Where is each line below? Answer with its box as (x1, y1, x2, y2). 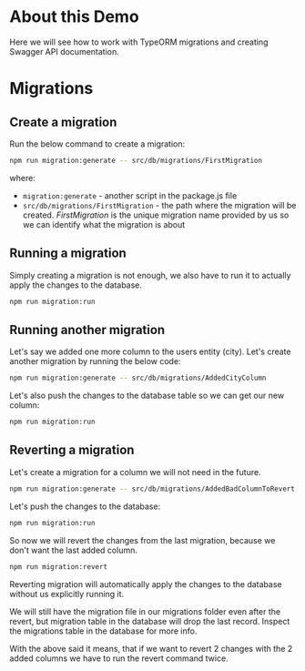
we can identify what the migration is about (22, 219, 186, 229)
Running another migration (9, 321, 166, 338)
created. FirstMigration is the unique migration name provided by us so (22, 209, 290, 220)
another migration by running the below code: (9, 356, 181, 367)
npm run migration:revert (9, 562, 107, 571)
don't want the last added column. (9, 544, 138, 555)
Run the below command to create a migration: (9, 138, 186, 149)
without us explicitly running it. (9, 588, 125, 599)
